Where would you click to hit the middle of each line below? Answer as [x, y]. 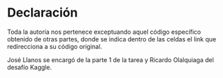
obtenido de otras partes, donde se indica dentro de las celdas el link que [111, 39]
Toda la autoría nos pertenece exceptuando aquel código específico [104, 32]
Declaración [42, 13]
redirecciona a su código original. [55, 46]
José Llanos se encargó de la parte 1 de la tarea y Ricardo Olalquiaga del [110, 59]
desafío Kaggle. [29, 67]
